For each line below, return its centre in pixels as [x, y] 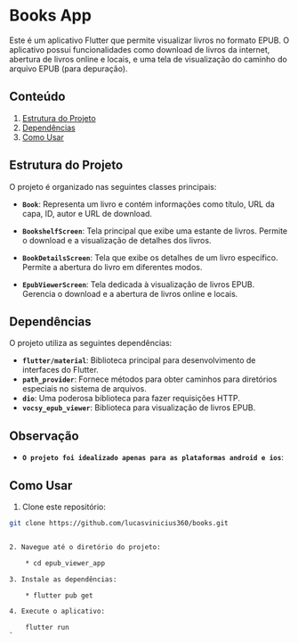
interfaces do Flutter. [60, 370]
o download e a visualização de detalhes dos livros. [117, 240]
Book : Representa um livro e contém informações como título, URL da [149, 204]
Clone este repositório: [64, 507]
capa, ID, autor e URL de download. [87, 213]
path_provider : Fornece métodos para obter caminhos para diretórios [149, 379]
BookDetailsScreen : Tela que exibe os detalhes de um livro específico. [150, 257]
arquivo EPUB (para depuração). [68, 69]
